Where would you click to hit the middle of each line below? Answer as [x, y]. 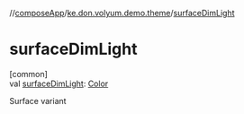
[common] [28, 74]
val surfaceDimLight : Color [59, 83]
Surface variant [38, 101]
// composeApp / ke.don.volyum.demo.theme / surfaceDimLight [122, 13]
